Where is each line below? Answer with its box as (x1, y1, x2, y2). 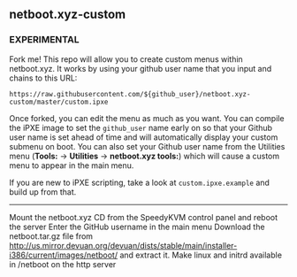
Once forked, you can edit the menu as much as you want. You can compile (9, 112, 285, 123)
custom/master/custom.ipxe (9, 97, 109, 106)
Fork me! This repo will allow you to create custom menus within (9, 53, 243, 65)
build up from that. (9, 186, 77, 197)
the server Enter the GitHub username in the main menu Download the (9, 221, 265, 232)
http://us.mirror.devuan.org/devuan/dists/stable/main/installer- (9, 240, 238, 250)
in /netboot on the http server (9, 258, 117, 269)
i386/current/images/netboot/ (9, 250, 118, 260)
